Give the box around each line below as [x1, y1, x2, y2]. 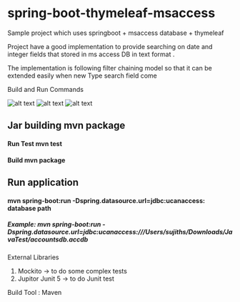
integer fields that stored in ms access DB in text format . [7, 50, 175, 58]
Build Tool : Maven [7, 288, 62, 297]
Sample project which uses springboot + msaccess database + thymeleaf [7, 28, 224, 37]
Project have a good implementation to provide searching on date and [7, 42, 213, 51]
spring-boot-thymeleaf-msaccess [7, 5, 216, 21]
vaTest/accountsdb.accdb [7, 235, 89, 244]
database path [7, 204, 51, 212]
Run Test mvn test [7, 139, 63, 147]
